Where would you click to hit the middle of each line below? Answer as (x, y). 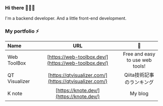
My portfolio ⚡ (22, 31)
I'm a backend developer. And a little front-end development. (66, 18)
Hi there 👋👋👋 (20, 8)
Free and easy (139, 54)
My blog (139, 93)
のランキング (139, 82)
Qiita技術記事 (139, 75)
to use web (139, 60)
